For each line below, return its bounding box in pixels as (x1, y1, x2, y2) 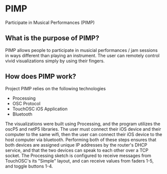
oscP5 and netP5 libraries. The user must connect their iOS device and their (5, 126, 161, 132)
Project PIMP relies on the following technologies (5, 85, 106, 91)
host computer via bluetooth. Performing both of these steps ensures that (5, 137, 157, 143)
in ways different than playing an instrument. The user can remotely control (5, 52, 160, 58)
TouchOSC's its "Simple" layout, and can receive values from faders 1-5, (5, 158, 154, 164)
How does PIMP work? (5, 72, 76, 81)
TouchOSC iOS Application (12, 106, 68, 112)
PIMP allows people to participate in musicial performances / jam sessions (5, 47, 158, 53)
